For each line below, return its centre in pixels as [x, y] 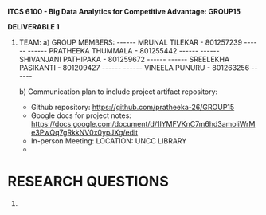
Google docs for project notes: [81, 115]
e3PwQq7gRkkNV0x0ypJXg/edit [84, 132]
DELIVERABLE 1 [34, 27]
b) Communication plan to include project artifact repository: [118, 92]
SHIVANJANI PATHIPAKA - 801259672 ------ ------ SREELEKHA [124, 59]
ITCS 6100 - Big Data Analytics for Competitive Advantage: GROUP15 [124, 12]
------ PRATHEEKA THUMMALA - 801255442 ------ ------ [123, 51]
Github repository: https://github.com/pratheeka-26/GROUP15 [133, 107]
